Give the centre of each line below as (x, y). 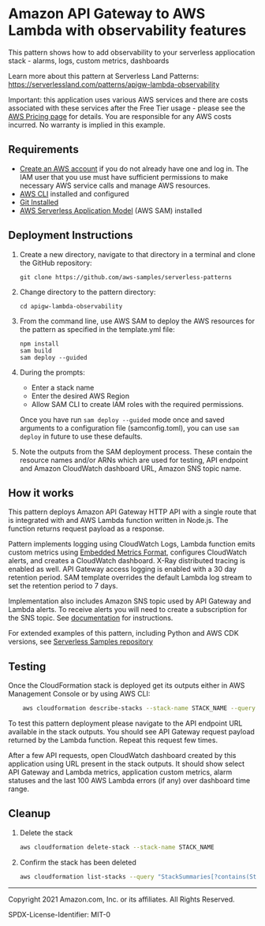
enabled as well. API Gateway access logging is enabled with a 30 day (122, 569)
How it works (41, 493)
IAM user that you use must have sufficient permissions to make (124, 177)
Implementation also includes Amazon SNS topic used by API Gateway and (130, 601)
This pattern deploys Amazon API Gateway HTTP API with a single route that (132, 512)
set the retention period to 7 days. (63, 586)
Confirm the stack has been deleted (78, 862)
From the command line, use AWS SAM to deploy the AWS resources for (137, 321)
